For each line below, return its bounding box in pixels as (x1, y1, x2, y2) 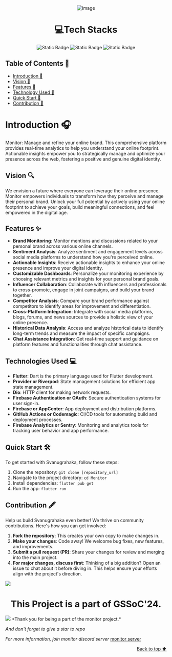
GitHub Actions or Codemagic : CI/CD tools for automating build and (12, 411, 158, 417)
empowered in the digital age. (5, 209, 68, 215)
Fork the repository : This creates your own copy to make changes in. (12, 532, 160, 539)
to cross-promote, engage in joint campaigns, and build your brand (12, 287, 155, 293)
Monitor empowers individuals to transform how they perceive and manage (5, 193, 164, 199)
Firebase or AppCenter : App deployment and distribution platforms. (12, 406, 157, 412)
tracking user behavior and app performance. (12, 428, 109, 434)
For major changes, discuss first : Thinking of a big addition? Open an (12, 560, 161, 566)
